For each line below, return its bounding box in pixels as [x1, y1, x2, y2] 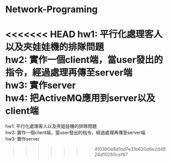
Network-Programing [5, 4, 98, 15]
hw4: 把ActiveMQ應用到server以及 [5, 92, 156, 104]
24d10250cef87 [94, 152, 128, 158]
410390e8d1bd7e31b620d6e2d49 [94, 146, 166, 152]
